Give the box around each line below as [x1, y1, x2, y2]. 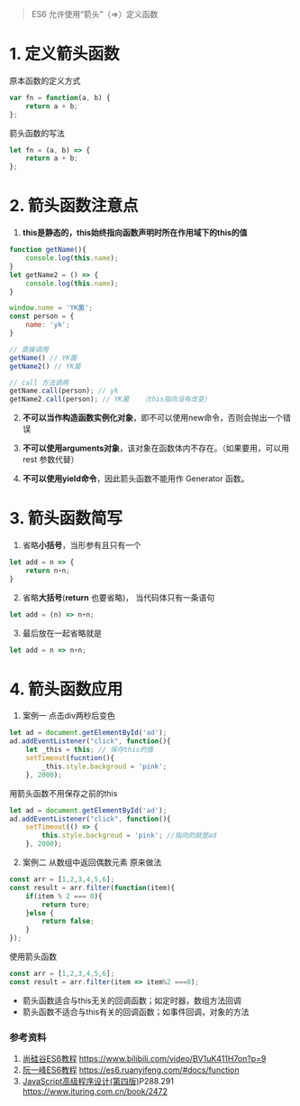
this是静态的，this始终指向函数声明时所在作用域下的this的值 [22, 228, 248, 238]
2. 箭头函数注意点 [9, 196, 139, 216]
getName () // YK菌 [9, 353, 77, 362]
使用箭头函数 [9, 952, 57, 962]
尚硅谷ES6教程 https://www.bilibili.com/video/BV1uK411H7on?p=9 [22, 1054, 267, 1064]
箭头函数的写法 [9, 127, 65, 138]
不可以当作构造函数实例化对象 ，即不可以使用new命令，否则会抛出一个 [22, 413, 284, 423]
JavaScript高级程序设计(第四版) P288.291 [22, 1076, 174, 1087]
